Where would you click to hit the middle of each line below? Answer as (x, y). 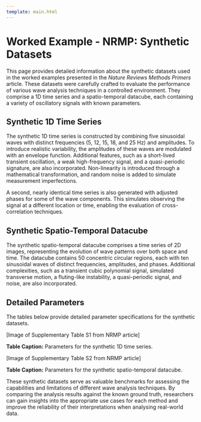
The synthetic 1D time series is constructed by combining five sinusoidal (95, 136)
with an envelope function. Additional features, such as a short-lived (91, 155)
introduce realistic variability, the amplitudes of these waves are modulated (99, 149)
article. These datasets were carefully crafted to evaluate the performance (98, 84)
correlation (19, 212)
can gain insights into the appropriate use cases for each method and (92, 401)
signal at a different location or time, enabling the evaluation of (83, 206)
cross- (170, 206)
